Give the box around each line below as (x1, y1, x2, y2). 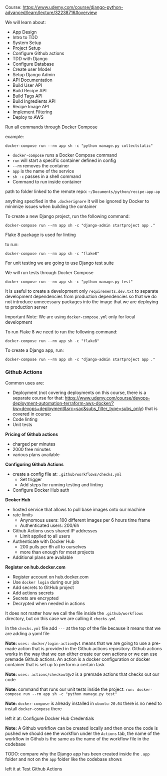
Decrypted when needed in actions (12, 601, 85, 607)
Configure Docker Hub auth (12, 487, 69, 493)
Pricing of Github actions (5, 431, 58, 438)
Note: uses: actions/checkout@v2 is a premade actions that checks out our (5, 671, 159, 677)
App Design (12, 29, 37, 35)
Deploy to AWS (12, 114, 44, 120)
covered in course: (12, 411, 51, 417)
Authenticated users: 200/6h (19, 522, 79, 528)
